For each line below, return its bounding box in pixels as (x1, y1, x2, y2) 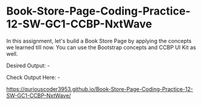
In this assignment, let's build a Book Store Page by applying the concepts (6, 37, 192, 44)
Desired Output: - (6, 62, 50, 69)
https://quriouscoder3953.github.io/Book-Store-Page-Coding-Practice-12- (6, 85, 194, 92)
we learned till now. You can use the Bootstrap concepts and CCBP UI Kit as (6, 44, 196, 51)
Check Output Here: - (6, 73, 61, 81)
